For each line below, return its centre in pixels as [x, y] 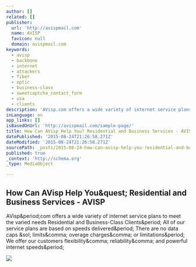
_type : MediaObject [30, 164]
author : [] [19, 11]
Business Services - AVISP [56, 202]
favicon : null [28, 39]
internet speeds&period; [35, 247]
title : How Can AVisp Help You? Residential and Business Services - [92, 131]
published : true [26, 153]
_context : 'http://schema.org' [44, 159]
